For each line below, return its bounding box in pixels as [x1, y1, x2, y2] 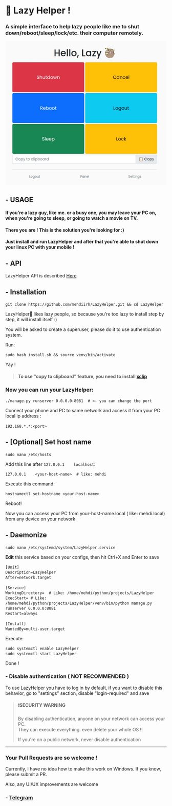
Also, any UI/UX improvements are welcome [5, 781, 98, 787]
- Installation [5, 288, 47, 296]
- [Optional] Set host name [5, 437, 92, 447]
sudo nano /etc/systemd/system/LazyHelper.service [5, 545, 116, 550]
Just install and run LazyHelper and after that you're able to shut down [5, 239, 159, 245]
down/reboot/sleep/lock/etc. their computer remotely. [5, 29, 143, 37]
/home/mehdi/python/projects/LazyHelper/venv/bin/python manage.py [5, 601, 153, 606]
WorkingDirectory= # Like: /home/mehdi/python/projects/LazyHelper [5, 590, 155, 595]
